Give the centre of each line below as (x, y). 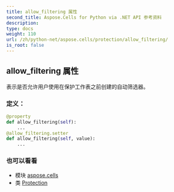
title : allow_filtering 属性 (42, 12)
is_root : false (25, 46)
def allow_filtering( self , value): (51, 139)
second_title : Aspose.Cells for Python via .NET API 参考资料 (84, 17)
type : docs (20, 28)
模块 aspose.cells (36, 175)
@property (19, 116)
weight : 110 (21, 34)
